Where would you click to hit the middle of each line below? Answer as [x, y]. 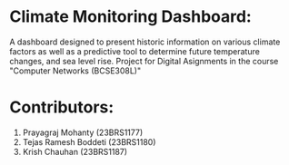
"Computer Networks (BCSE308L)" [75, 71]
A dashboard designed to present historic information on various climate [145, 42]
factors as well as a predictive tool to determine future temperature [135, 51]
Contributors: [62, 107]
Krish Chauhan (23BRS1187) [75, 151]
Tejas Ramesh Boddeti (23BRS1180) [89, 141]
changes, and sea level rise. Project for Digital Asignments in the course [144, 61]
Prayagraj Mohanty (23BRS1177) [83, 132]
